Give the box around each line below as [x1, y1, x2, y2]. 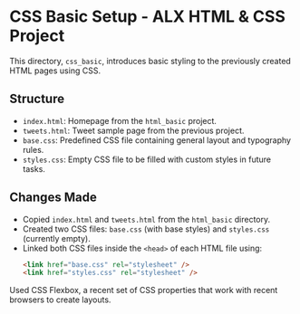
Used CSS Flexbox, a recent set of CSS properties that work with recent [9, 285, 278, 296]
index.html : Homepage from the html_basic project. [22, 115, 218, 126]
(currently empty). [22, 233, 91, 243]
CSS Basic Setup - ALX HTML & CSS [9, 6, 285, 27]
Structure [9, 91, 65, 107]
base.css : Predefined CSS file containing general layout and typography [22, 134, 292, 146]
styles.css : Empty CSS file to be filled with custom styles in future [22, 154, 272, 165]
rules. [22, 144, 44, 155]
